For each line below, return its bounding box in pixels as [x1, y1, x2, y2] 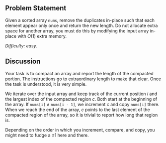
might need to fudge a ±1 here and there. [5, 132, 89, 138]
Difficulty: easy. [5, 42, 37, 49]
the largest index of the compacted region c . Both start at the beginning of [5, 96, 158, 102]
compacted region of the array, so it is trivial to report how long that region [5, 112, 158, 118]
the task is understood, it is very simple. [5, 81, 87, 87]
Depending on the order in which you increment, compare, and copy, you [5, 127, 155, 133]
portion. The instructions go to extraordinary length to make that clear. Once [5, 76, 162, 82]
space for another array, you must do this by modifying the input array [5, 27, 149, 34]
